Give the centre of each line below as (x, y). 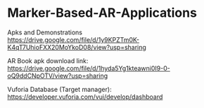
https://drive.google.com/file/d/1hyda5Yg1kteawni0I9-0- (89, 68)
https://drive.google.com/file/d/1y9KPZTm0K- (73, 39)
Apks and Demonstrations (45, 32)
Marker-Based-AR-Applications (102, 13)
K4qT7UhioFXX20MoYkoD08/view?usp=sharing (77, 47)
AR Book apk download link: (48, 60)
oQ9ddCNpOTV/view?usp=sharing (58, 76)
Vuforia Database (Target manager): (59, 89)
